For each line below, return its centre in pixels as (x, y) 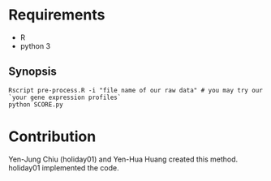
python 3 (35, 45)
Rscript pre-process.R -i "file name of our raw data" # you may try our (136, 90)
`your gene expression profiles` (65, 97)
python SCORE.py (36, 104)
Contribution (52, 136)
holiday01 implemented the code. (64, 167)
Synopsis (32, 72)
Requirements (57, 15)
